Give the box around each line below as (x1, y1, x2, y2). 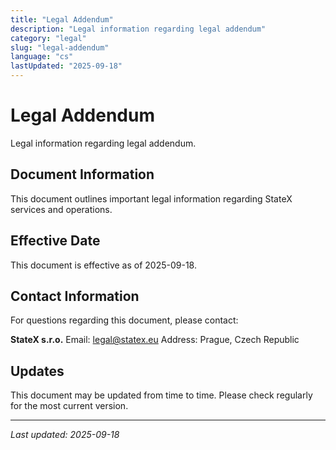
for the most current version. (10, 400, 129, 412)
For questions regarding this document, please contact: (10, 314, 239, 326)
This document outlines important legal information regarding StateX (10, 192, 293, 205)
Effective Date (10, 232, 101, 250)
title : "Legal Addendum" (10, 14, 114, 25)
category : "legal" (10, 33, 87, 43)
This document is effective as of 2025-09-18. (10, 259, 197, 271)
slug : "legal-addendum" (10, 42, 110, 53)
